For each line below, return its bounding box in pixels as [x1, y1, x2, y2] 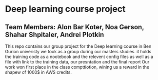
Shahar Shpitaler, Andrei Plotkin [5, 30, 104, 39]
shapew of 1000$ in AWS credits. [5, 69, 72, 75]
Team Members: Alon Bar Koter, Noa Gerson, [5, 23, 144, 31]
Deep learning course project [5, 3, 126, 15]
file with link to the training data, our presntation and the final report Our [5, 59, 150, 64]
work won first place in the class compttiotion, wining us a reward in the [5, 64, 150, 70]
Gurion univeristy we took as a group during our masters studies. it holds [5, 49, 152, 54]
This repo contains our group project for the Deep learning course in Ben [5, 43, 152, 49]
